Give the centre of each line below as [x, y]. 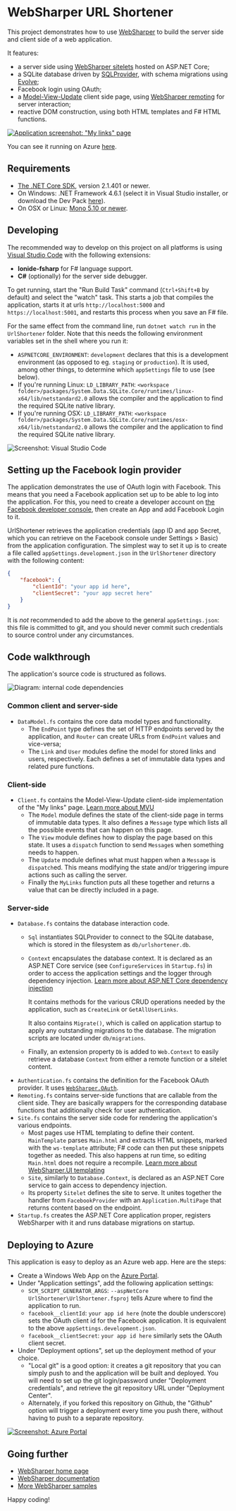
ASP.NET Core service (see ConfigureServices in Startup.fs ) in [120, 966]
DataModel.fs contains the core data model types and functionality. [115, 721]
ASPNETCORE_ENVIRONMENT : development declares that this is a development [123, 354]
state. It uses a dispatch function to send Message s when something [126, 845]
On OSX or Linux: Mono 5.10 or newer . [73, 208]
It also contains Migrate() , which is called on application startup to [125, 1023]
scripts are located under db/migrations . [87, 1038]
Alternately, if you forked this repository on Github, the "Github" [120, 1403]
